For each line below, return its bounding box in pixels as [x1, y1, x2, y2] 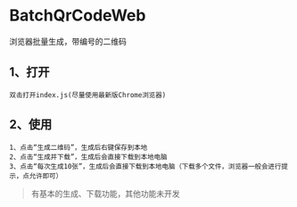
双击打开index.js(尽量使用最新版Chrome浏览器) [9, 90, 167, 99]
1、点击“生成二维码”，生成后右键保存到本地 [9, 143, 148, 152]
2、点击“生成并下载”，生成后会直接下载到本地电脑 [9, 153, 168, 161]
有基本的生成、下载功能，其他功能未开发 [30, 188, 180, 199]
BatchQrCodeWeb [9, 5, 146, 26]
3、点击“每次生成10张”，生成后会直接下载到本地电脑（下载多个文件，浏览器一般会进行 [9, 161, 282, 170]
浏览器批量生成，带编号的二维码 [9, 36, 127, 46]
